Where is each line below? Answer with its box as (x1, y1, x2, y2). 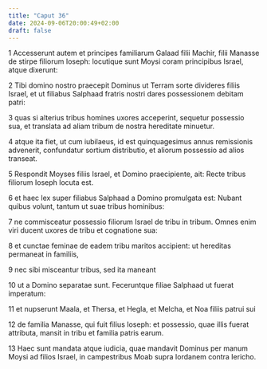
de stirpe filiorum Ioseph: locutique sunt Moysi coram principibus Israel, (8, 57, 244, 66)
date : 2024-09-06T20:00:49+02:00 (8, 19, 120, 27)
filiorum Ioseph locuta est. (8, 178, 94, 187)
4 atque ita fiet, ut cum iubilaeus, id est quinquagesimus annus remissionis (8, 137, 253, 147)
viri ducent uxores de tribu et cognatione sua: (8, 226, 158, 235)
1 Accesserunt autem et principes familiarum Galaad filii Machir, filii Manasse (8, 49, 260, 58)
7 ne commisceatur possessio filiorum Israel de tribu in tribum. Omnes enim (8, 217, 257, 227)
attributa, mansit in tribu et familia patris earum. (8, 328, 164, 338)
